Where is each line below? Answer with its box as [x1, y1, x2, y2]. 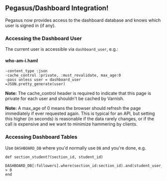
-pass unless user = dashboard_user [5, 77, 81, 83]
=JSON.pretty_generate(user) [5, 82, 66, 87]
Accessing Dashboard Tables [5, 134, 78, 141]
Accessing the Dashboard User [5, 35, 82, 42]
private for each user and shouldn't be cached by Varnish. [5, 95, 124, 101]
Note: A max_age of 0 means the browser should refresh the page [5, 105, 141, 111]
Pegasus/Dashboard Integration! [5, 4, 109, 12]
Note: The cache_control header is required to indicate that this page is [5, 90, 152, 96]
